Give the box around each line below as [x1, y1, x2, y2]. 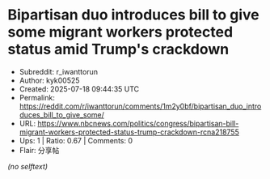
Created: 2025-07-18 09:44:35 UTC [19, 83, 140, 94]
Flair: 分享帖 [19, 145, 60, 155]
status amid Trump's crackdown [7, 40, 230, 58]
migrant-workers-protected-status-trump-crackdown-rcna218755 [19, 127, 239, 137]
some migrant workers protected [7, 23, 234, 41]
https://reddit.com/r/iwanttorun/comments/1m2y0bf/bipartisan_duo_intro [19, 101, 262, 111]
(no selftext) [7, 161, 49, 171]
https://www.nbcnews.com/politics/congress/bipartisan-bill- [37, 118, 239, 128]
